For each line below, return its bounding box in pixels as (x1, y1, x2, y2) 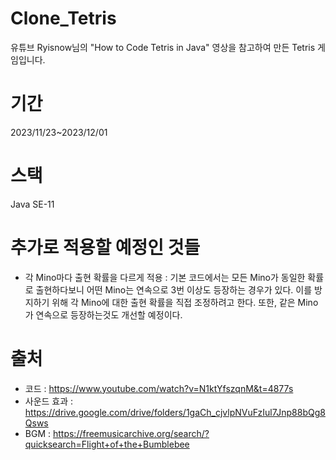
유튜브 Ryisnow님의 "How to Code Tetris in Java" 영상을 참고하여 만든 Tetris (10, 41, 316, 53)
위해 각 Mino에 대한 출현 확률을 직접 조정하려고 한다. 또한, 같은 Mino (51, 296, 319, 308)
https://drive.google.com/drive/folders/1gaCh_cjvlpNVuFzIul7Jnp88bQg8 (24, 406, 326, 418)
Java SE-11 (10, 198, 55, 210)
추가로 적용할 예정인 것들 (10, 237, 201, 259)
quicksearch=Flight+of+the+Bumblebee (24, 438, 190, 450)
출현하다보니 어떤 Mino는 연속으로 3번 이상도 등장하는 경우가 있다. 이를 (35, 283, 313, 296)
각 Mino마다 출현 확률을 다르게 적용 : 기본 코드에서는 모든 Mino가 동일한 (24, 271, 306, 283)
